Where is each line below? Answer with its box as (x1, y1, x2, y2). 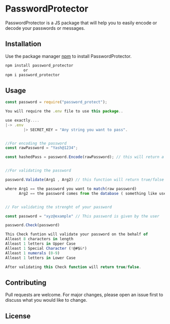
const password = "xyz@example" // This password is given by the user (5, 213, 159, 219)
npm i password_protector (5, 72, 60, 77)
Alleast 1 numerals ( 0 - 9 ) (5, 250, 60, 255)
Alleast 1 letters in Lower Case (5, 255, 76, 260)
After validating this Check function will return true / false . (5, 264, 142, 269)
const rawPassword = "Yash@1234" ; (5, 145, 78, 150)
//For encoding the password (5, 141, 67, 146)
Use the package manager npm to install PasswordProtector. (5, 53, 132, 59)
